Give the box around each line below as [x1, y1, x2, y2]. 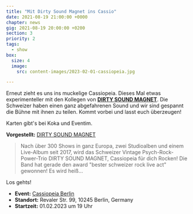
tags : [6, 42, 19, 47]
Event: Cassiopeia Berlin [14, 190, 75, 197]
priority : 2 [6, 36, 35, 42]
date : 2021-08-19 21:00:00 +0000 [6, 14, 88, 20]
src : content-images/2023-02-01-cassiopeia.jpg [16, 69, 135, 74]
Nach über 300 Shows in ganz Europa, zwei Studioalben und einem [20, 142, 184, 150]
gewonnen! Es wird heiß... [20, 168, 83, 175]
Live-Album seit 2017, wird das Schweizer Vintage [20, 149, 141, 156]
